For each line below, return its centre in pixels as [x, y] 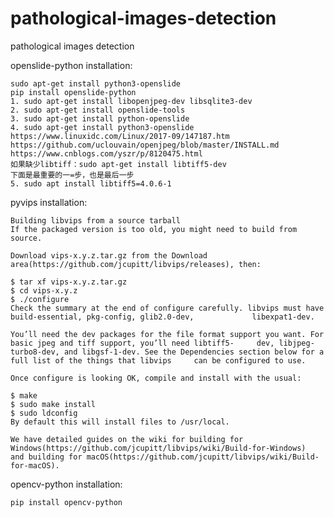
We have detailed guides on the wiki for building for [127, 439]
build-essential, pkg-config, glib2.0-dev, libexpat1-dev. [162, 317]
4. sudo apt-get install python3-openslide [102, 127]
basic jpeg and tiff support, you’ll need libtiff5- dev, [142, 343]
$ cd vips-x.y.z [44, 290]
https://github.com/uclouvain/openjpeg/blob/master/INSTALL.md [145, 145]
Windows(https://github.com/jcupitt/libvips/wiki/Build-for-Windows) [158, 448]
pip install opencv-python [66, 502]
